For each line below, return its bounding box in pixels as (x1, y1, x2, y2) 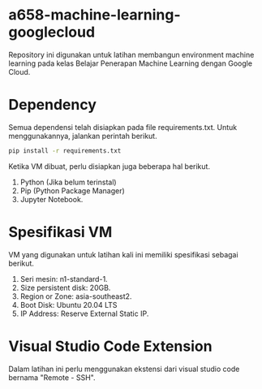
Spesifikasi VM (8, 223, 113, 241)
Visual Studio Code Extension (8, 337, 213, 355)
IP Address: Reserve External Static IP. (19, 309, 149, 318)
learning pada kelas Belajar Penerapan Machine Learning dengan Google (8, 58, 253, 68)
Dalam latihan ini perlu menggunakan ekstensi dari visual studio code (8, 364, 240, 374)
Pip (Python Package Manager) (19, 185, 126, 196)
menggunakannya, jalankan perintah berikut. (8, 131, 157, 140)
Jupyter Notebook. (19, 194, 84, 204)
